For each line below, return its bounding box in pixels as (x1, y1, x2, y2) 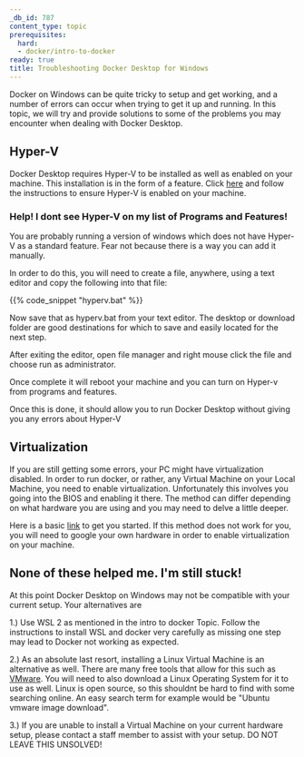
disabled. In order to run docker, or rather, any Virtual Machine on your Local (9, 473, 296, 484)
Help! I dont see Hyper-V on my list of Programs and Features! (9, 210, 289, 222)
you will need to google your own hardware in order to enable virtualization (9, 529, 290, 540)
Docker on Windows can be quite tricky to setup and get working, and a (9, 88, 279, 100)
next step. (9, 331, 47, 342)
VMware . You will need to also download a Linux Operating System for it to (9, 673, 289, 683)
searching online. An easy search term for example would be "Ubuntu (9, 692, 270, 703)
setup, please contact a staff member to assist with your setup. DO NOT (9, 729, 279, 740)
